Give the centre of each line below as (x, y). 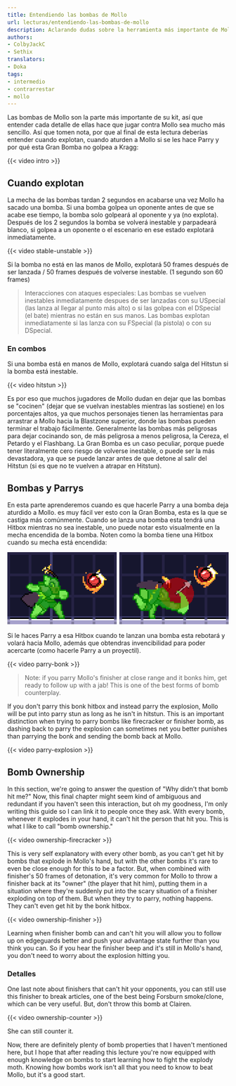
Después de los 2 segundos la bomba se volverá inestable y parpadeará (112, 222)
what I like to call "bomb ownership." (60, 826)
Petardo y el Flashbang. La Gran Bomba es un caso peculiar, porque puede (116, 444)
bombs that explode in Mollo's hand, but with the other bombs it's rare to (113, 861)
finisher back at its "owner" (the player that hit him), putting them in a (107, 883)
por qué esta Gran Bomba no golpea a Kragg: (73, 147)
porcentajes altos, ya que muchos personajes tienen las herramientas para (115, 414)
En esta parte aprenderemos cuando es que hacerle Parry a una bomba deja (118, 505)
